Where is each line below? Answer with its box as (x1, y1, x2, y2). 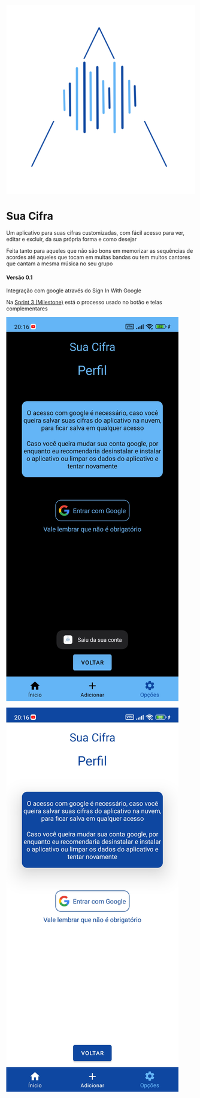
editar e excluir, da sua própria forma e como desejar (6, 235, 137, 243)
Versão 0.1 (6, 274, 33, 281)
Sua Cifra (6, 210, 54, 223)
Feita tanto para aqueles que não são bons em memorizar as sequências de (6, 247, 193, 254)
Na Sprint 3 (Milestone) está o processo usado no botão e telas (6, 299, 163, 306)
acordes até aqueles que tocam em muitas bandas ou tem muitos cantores (6, 253, 190, 261)
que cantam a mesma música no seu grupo (6, 260, 113, 267)
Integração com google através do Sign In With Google (6, 287, 142, 294)
